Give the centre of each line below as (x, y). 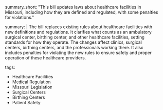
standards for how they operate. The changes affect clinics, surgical (73, 42)
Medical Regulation (31, 82)
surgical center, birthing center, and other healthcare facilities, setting (75, 37)
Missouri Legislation (32, 87)
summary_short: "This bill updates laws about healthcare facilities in (73, 7)
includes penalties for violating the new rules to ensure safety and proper (78, 53)
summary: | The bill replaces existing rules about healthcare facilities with (79, 27)
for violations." (19, 17)
